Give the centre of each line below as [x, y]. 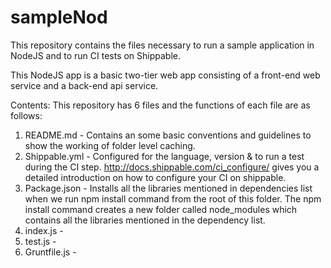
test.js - [40, 241]
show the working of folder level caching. [110, 145]
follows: [26, 115]
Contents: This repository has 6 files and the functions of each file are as [160, 105]
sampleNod [59, 17]
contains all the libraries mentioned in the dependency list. [145, 220]
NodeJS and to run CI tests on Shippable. [96, 55]
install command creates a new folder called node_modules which [161, 209]
